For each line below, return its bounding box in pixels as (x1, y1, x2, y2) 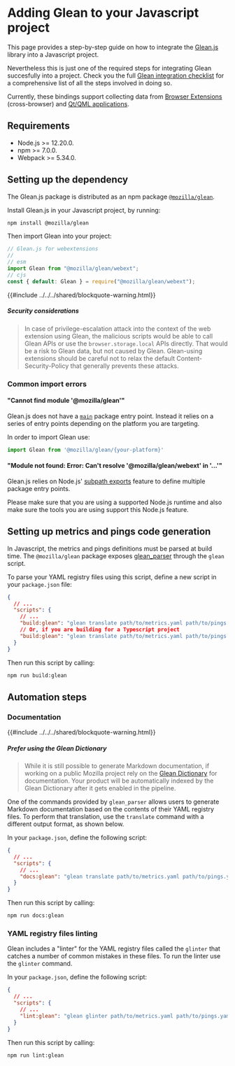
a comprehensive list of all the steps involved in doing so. (7, 78, 173, 87)
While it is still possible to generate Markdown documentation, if (24, 762, 210, 770)
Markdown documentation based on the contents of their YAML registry (7, 805, 215, 813)
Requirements (7, 120, 70, 132)
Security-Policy (24, 362, 69, 370)
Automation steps (7, 691, 87, 703)
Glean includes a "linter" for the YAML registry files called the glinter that (7, 944, 220, 953)
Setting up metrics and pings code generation (7, 526, 211, 538)
